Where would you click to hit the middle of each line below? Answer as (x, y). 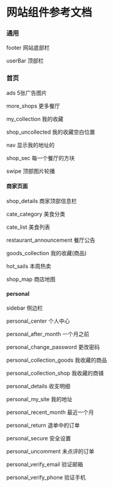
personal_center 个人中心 (38, 321)
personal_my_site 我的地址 (39, 399)
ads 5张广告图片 (27, 93)
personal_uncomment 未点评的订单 (50, 451)
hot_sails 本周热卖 (29, 266)
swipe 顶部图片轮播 (31, 171)
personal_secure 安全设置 (39, 439)
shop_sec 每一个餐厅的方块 (41, 158)
